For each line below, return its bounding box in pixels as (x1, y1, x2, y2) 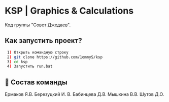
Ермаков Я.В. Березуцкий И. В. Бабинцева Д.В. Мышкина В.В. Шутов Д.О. (5, 91, 164, 97)
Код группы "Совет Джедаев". (5, 22, 71, 28)
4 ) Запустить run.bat (7, 64, 53, 69)
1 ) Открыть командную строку (7, 49, 69, 55)
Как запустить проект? (5, 36, 82, 45)
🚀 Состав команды (5, 78, 67, 86)
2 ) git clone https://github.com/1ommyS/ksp (7, 55, 103, 60)
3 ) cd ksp (7, 59, 28, 64)
